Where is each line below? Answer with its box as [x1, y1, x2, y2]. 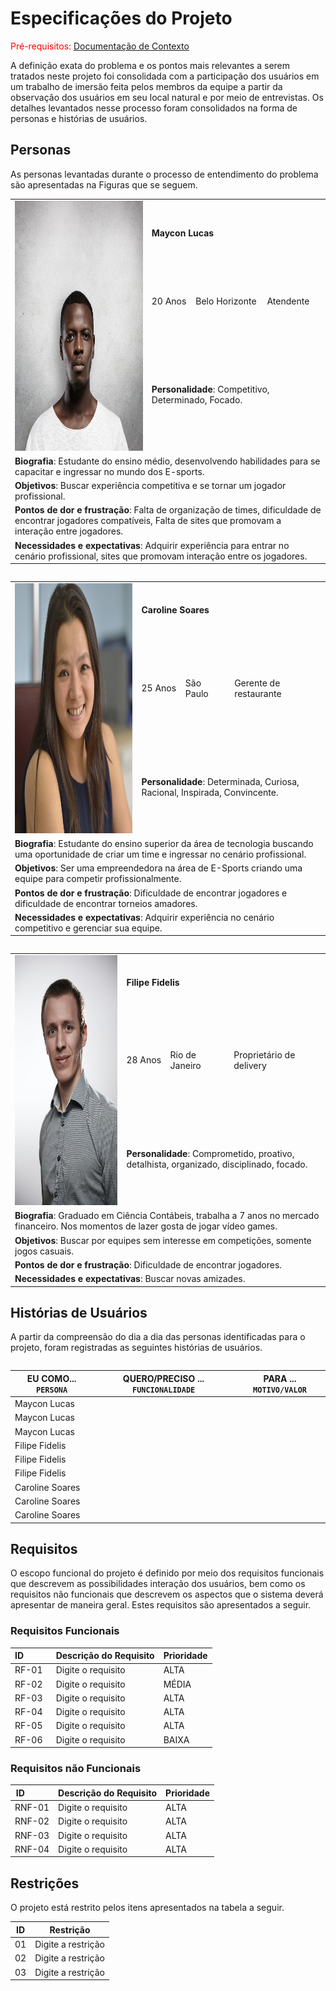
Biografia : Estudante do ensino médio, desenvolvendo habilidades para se [14, 455, 321, 467]
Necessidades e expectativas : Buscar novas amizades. [14, 1273, 246, 1284]
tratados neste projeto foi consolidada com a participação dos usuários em [10, 70, 320, 82]
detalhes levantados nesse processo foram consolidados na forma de [10, 102, 298, 114]
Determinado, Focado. [151, 393, 243, 406]
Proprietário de [233, 1048, 296, 1061]
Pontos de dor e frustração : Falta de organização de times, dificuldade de [14, 504, 322, 516]
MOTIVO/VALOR [253, 1385, 307, 1395]
